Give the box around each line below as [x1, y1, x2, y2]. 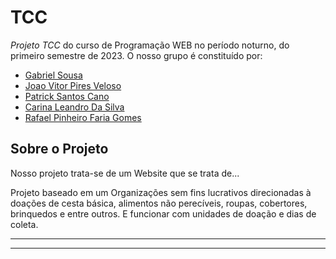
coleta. [10, 218, 39, 230]
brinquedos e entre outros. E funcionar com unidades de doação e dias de [10, 207, 317, 220]
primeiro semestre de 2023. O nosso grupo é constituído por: [10, 49, 263, 61]
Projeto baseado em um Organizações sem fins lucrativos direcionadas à [10, 186, 312, 198]
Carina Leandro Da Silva [24, 101, 125, 113]
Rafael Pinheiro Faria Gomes [24, 111, 142, 123]
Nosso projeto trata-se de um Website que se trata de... [10, 167, 240, 179]
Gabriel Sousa [24, 69, 83, 81]
